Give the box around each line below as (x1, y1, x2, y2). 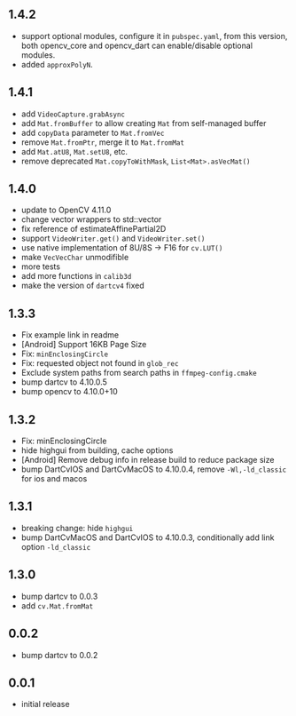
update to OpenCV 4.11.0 (20, 204, 112, 216)
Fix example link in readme (20, 330, 120, 340)
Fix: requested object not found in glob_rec (20, 358, 179, 369)
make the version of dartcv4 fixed (20, 280, 144, 291)
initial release (20, 699, 70, 710)
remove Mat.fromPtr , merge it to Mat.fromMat (20, 137, 185, 147)
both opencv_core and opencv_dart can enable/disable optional (20, 40, 253, 51)
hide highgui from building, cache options (20, 445, 174, 456)
